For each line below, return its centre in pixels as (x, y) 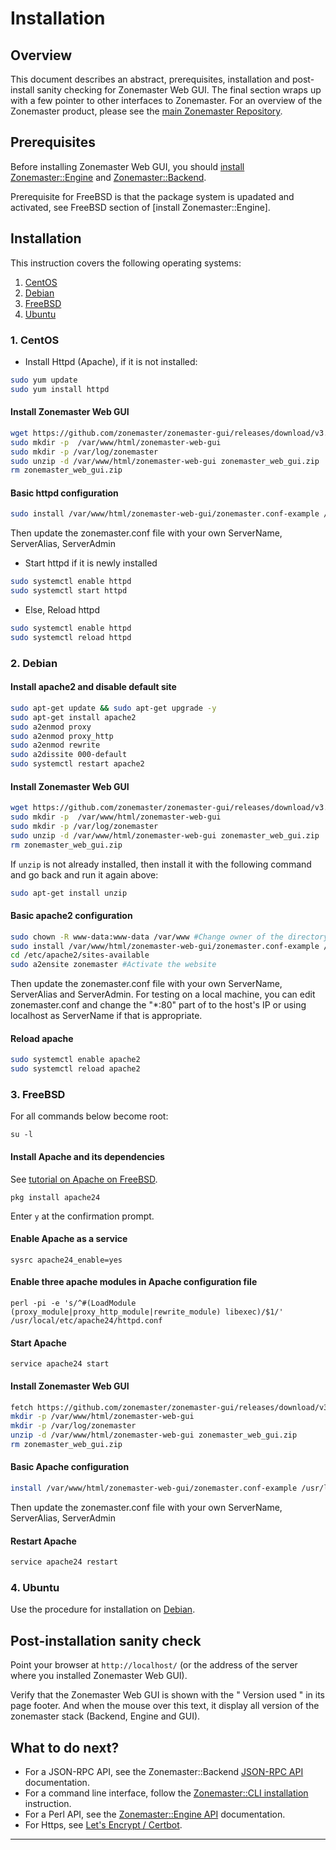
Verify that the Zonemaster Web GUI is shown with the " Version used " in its (168, 1695)
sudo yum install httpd (60, 389)
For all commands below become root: (89, 1116)
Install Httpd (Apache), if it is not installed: (111, 361)
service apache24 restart (64, 1562)
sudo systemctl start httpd (69, 591)
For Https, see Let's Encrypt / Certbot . (103, 1824)
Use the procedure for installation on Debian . (103, 1609)
